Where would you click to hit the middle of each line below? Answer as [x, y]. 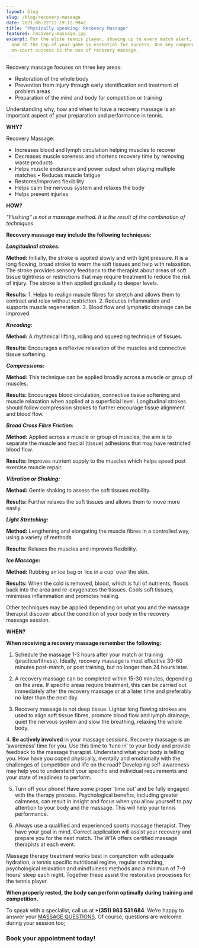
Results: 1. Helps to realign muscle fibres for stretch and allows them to [93, 294]
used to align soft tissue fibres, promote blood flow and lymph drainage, [102, 715]
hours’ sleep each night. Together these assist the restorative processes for [99, 874]
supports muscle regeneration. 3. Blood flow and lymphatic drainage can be [99, 307]
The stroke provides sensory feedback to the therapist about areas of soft [96, 270]
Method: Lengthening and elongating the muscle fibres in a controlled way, [98, 531]
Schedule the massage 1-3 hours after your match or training [89, 654]
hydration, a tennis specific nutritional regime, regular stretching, [85, 862]
